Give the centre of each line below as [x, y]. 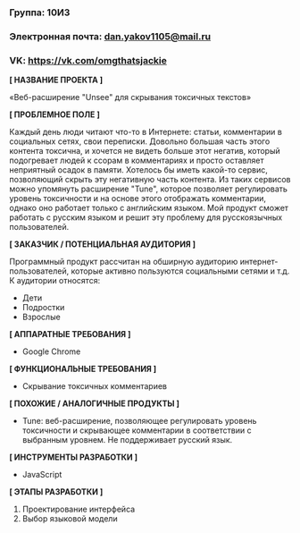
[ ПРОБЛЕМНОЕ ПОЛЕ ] [54, 114]
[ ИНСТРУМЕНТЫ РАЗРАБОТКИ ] [74, 457]
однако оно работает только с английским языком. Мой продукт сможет [149, 208]
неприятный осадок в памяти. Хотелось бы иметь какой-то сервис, [138, 170]
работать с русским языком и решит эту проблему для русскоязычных [146, 217]
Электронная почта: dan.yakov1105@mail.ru [110, 36]
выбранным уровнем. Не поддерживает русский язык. [127, 440]
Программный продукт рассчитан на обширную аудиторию [124, 262]
